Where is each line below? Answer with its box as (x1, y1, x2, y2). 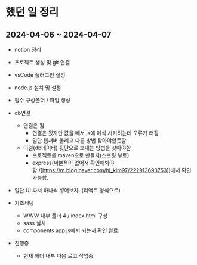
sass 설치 (23, 220, 46, 226)
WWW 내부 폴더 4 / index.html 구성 (23, 212, 108, 219)
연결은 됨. (23, 122, 46, 129)
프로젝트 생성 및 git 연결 (14, 59, 70, 66)
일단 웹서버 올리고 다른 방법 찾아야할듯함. (32, 137, 128, 144)
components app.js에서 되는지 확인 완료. (23, 227, 120, 234)
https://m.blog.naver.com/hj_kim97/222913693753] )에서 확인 (42, 167, 192, 173)
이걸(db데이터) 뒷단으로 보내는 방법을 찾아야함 (23, 144, 131, 151)
